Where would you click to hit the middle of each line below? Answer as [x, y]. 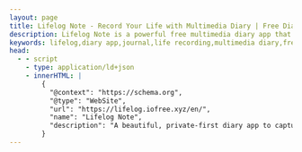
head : [19, 51]
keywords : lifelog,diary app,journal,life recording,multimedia [132, 42]
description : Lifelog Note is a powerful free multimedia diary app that [151, 34]
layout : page [34, 17]
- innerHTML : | [54, 76]
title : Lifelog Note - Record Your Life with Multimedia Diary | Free [144, 26]
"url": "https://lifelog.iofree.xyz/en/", [130, 109]
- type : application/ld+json [80, 68]
